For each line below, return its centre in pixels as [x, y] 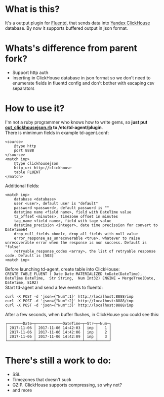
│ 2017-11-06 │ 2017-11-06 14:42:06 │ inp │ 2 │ [58, 332]
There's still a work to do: [58, 360]
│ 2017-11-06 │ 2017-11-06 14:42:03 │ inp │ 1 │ [58, 328]
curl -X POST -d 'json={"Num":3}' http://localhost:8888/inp [69, 305]
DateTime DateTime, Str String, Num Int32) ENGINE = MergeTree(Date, [80, 278]
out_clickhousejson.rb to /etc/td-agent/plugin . [54, 127]
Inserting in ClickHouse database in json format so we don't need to [81, 77]
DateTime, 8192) [22, 282]
